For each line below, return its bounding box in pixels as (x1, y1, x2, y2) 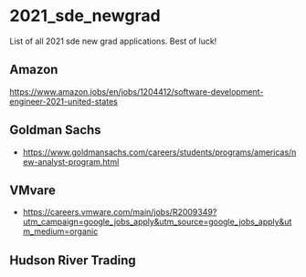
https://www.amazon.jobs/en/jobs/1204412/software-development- (9, 86, 264, 97)
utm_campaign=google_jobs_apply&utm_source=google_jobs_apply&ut (22, 216, 292, 228)
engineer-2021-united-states (9, 96, 119, 107)
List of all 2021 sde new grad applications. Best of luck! (9, 36, 217, 46)
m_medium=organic (22, 226, 99, 237)
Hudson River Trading (9, 252, 136, 268)
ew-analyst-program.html (22, 156, 120, 167)
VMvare (9, 182, 57, 198)
